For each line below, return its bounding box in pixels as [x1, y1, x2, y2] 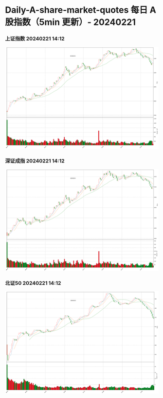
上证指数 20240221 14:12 [5, 35, 65, 42]
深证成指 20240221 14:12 [5, 157, 65, 164]
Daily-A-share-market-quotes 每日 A [5, 4, 157, 16]
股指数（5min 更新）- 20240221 [5, 17, 136, 28]
